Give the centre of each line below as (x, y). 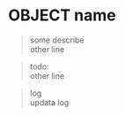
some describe (57, 40)
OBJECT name (62, 15)
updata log (49, 102)
